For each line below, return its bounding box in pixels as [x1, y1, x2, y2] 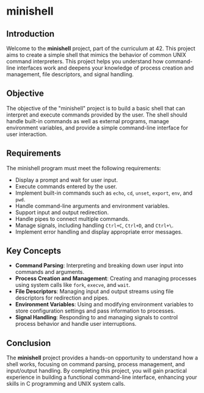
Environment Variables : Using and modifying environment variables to [15, 301, 194, 308]
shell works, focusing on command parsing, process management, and [6, 361, 185, 368]
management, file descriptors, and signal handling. [6, 71, 134, 78]
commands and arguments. [15, 269, 84, 276]
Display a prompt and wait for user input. [15, 176, 118, 184]
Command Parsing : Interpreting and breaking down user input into [15, 262, 184, 269]
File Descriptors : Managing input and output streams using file [15, 288, 174, 295]
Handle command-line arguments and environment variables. [15, 202, 170, 209]
